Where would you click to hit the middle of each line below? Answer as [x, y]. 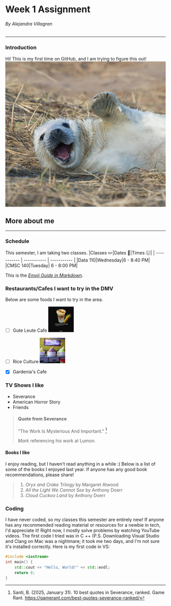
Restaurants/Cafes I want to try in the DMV [59, 288]
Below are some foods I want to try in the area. [54, 300]
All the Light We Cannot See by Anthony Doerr [74, 490]
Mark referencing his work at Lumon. [56, 441]
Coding [15, 508]
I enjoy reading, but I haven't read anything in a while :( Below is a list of [81, 464]
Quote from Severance [42, 419]
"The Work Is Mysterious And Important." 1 [62, 430]
